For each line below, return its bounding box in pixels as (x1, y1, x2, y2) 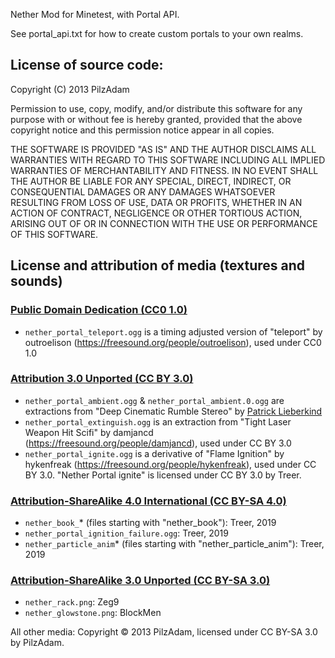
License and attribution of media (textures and (10, 257, 306, 274)
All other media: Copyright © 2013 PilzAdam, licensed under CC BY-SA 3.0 (10, 626, 318, 638)
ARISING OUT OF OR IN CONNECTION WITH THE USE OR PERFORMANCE (10, 217, 318, 229)
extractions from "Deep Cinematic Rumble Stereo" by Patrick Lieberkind (24, 405, 323, 417)
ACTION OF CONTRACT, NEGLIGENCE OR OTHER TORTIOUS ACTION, (10, 207, 303, 219)
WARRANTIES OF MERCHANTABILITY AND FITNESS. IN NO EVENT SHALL (10, 164, 319, 176)
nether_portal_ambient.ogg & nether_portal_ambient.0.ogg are (24, 394, 285, 406)
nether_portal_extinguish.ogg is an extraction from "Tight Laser (24, 415, 292, 428)
